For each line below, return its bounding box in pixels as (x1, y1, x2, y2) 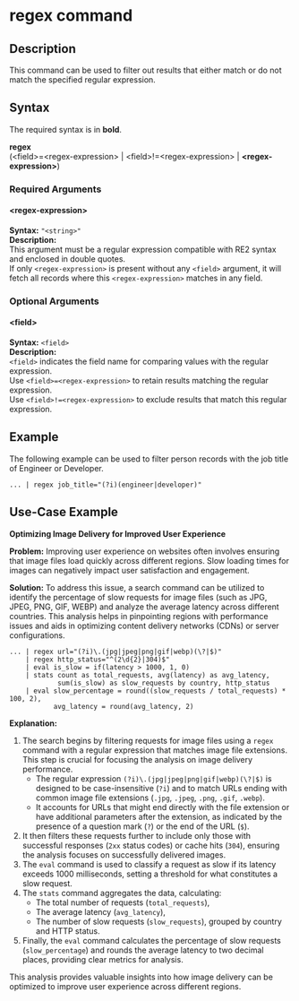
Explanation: (9, 718, 58, 729)
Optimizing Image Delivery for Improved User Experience (9, 528, 226, 539)
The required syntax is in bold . (9, 124, 123, 134)
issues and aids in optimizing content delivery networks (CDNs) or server (9, 620, 279, 631)
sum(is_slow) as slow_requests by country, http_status (56, 678, 270, 687)
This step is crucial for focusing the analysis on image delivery (21, 754, 253, 764)
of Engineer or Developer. (9, 462, 105, 473)
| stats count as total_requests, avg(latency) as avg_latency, (25, 670, 270, 679)
